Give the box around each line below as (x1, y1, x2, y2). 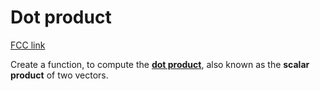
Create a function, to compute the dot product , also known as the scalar (10, 58, 310, 70)
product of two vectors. (10, 69, 109, 81)
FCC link (10, 39, 46, 51)
